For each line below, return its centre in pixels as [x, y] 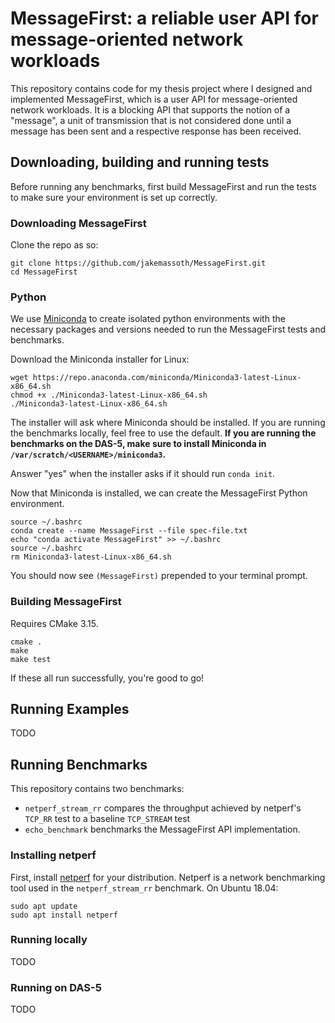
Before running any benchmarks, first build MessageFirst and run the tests [163, 186]
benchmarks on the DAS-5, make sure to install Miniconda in [138, 444]
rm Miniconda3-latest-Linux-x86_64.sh [91, 557]
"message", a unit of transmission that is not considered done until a [151, 120]
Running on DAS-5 [56, 987]
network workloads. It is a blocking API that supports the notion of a [150, 109]
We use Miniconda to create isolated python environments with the [148, 319]
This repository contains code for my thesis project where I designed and [161, 88]
